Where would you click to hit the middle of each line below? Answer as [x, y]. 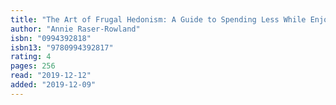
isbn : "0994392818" [51, 38]
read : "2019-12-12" [51, 76]
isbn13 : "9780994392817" [62, 47]
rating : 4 [31, 57]
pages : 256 [33, 66]
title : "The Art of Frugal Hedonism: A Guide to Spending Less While [158, 19]
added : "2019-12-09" [53, 85]
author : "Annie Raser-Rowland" [75, 29]
